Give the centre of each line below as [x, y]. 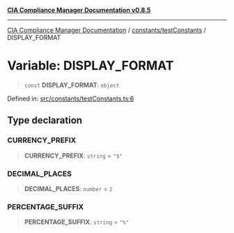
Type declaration [45, 120]
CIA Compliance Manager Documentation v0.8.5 [79, 10]
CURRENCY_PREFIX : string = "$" [73, 156]
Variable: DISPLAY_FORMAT [91, 66]
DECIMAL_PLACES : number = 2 [68, 188]
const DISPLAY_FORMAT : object [72, 85]
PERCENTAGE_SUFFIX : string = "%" [77, 222]
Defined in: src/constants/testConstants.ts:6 [71, 98]
